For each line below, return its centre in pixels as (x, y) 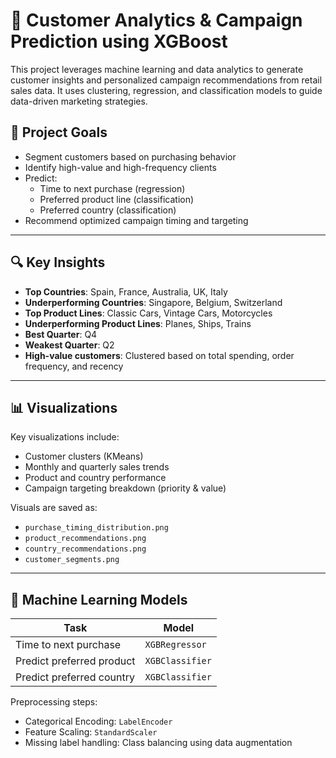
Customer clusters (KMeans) (84, 456)
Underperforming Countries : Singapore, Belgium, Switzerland (153, 302)
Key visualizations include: (65, 437)
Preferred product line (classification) (117, 199)
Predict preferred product (75, 661)
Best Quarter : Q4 (61, 334)
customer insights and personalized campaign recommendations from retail (166, 80)
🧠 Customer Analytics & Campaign (156, 20)
